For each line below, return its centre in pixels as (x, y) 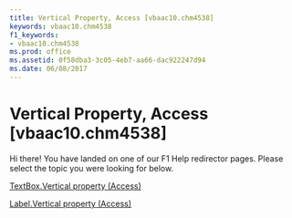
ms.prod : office (40, 52)
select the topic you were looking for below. (92, 168)
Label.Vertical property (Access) (71, 203)
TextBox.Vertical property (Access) (75, 186)
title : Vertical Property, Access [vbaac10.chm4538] (112, 18)
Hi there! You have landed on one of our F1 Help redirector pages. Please (146, 158)
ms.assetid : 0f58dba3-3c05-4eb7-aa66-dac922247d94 (108, 60)
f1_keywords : (34, 35)
